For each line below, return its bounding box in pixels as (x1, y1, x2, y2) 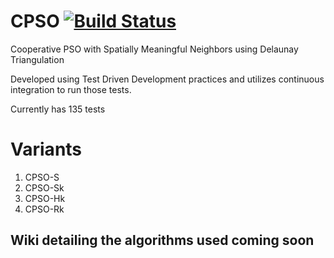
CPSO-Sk (24, 181, 65, 194)
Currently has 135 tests (10, 103, 106, 115)
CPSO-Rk (24, 203, 65, 215)
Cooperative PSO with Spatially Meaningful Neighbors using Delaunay (10, 43, 299, 55)
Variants (10, 138, 83, 161)
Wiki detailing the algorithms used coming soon (10, 232, 315, 249)
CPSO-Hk (24, 192, 66, 204)
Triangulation (10, 53, 65, 65)
